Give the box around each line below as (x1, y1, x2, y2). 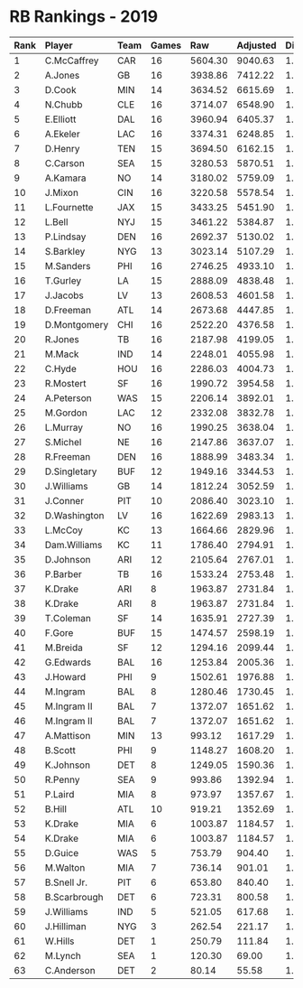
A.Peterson (44, 391, 92, 404)
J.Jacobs (44, 289, 84, 302)
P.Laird (44, 788, 75, 800)
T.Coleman (44, 611, 92, 624)
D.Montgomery (44, 318, 109, 331)
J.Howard (44, 670, 87, 683)
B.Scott (44, 743, 77, 756)
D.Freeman (44, 303, 92, 316)
